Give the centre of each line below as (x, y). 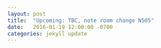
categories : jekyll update (47, 34)
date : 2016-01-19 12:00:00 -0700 (60, 27)
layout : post (27, 14)
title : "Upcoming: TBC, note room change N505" (81, 20)
